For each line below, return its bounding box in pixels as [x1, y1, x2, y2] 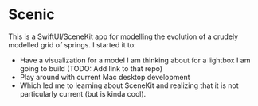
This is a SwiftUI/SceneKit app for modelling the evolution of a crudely [8, 32, 239, 41]
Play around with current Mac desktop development [19, 72, 190, 81]
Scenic [8, 6, 55, 24]
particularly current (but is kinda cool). [19, 89, 147, 98]
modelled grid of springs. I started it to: [8, 40, 137, 49]
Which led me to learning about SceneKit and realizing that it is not [19, 81, 239, 90]
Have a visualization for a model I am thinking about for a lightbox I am [19, 55, 251, 65]
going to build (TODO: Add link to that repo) [19, 63, 163, 73]
